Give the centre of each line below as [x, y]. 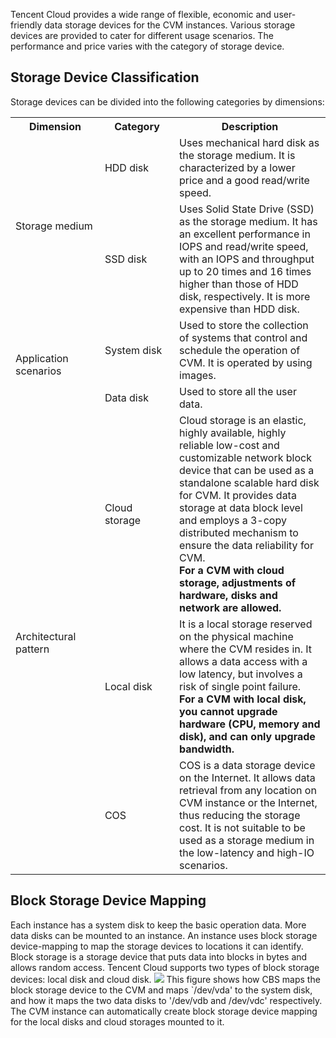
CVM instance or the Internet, [248, 802]
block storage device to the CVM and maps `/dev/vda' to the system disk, [161, 990]
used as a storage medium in [247, 840]
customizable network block [245, 457]
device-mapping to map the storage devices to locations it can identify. [157, 946]
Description [250, 126]
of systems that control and [243, 337]
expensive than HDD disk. [239, 309]
